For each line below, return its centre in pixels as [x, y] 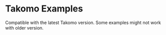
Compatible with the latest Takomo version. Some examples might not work [83, 22]
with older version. [24, 27]
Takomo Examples [44, 9]
